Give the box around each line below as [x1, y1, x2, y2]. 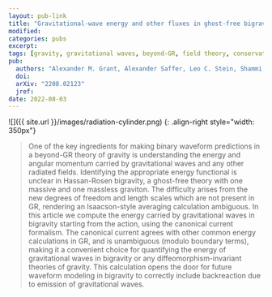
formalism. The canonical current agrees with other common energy [28, 228, 257, 238]
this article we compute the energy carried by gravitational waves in [28, 210, 255, 220]
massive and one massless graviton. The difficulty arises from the [28, 184, 249, 195]
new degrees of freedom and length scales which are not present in [28, 193, 255, 203]
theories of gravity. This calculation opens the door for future [28, 262, 232, 272]
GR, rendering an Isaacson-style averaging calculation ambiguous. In [28, 202, 259, 212]
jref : [15, 87, 35, 96]
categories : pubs [8, 34, 67, 43]
